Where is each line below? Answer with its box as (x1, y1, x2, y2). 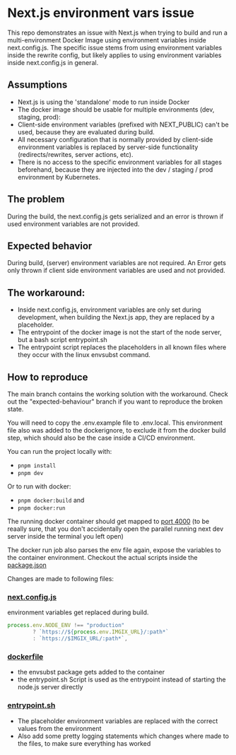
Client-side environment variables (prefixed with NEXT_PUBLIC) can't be (17, 120, 229, 129)
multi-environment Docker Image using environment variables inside (7, 35, 206, 44)
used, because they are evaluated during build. (17, 127, 155, 136)
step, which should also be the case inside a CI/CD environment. (7, 433, 196, 442)
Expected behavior (7, 240, 93, 252)
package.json (7, 561, 47, 569)
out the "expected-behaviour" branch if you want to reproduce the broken (7, 397, 223, 406)
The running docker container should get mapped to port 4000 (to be (7, 517, 210, 525)
